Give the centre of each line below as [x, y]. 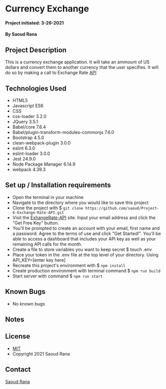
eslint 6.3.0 [24, 148]
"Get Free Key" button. [36, 222]
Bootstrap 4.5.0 [28, 137]
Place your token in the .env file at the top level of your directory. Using [85, 254]
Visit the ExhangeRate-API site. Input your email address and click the [84, 217]
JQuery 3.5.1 [25, 121]
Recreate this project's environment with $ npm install [69, 265]
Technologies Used [36, 88]
